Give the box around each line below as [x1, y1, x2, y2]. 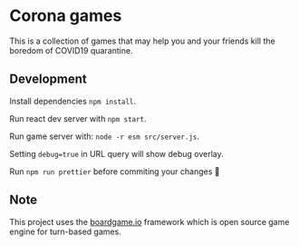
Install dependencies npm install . [9, 95, 137, 106]
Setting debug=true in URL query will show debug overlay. [9, 148, 224, 159]
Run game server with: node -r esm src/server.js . [9, 131, 200, 142]
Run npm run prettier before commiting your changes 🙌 [9, 165, 220, 177]
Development [9, 72, 88, 87]
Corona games [9, 5, 122, 26]
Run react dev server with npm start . [9, 113, 147, 123]
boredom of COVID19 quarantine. [9, 44, 133, 55]
